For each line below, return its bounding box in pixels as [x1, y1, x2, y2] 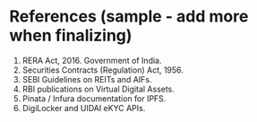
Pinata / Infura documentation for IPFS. [21, 92, 167, 104]
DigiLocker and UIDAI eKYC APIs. [21, 102, 146, 113]
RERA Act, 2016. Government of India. [21, 55, 162, 65]
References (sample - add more [9, 6, 249, 27]
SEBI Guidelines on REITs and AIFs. [21, 74, 152, 84]
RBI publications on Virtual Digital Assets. [21, 83, 175, 94]
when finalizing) [9, 25, 133, 46]
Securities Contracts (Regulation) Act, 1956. [21, 65, 184, 75]
